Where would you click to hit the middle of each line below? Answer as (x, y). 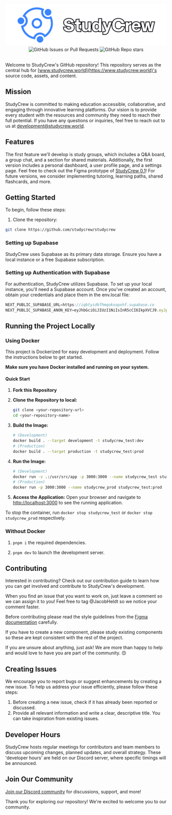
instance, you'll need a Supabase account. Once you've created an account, (86, 289)
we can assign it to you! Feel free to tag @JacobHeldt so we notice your (81, 602)
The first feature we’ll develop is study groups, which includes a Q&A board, (85, 154)
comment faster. (23, 607)
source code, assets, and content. (41, 76)
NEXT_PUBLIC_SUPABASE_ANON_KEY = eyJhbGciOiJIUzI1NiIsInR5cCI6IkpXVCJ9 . (82, 310)
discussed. (24, 708)
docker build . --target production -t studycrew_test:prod (78, 451)
